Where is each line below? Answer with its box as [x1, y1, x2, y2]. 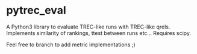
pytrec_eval [6, 4, 66, 17]
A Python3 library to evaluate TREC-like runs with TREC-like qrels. [6, 23, 170, 30]
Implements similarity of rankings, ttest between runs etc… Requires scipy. [6, 29, 192, 36]
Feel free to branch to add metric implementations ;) [6, 41, 136, 48]
